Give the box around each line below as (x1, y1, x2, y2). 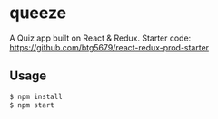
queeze (9, 3, 67, 23)
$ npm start (9, 100, 54, 110)
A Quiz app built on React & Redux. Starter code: (9, 32, 192, 43)
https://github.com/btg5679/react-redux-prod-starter (9, 41, 210, 52)
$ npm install (9, 92, 64, 101)
